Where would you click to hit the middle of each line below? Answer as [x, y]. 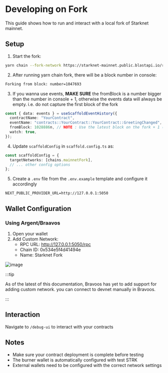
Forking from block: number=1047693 [43, 84]
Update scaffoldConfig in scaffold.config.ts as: [63, 146]
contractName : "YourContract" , [42, 118]
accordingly [25, 184]
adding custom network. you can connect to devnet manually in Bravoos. [80, 289]
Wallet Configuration [38, 208]
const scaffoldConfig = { [32, 155]
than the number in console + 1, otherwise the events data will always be [87, 99]
